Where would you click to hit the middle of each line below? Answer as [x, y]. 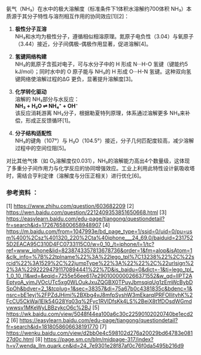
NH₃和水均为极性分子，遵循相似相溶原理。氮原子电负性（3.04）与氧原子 [104, 36]
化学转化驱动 [31, 92]
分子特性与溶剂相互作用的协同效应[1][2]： [78, 16]
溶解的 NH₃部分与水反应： [47, 99]
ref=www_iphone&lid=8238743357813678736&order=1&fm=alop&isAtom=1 [99, 250]
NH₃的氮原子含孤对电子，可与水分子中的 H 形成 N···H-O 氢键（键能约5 [101, 64]
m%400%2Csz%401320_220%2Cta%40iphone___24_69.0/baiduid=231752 [100, 238]
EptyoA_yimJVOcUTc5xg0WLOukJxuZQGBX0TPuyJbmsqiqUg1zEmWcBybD [100, 282]
